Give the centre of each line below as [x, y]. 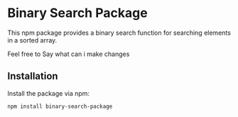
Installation [33, 76]
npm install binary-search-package [60, 106]
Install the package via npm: [49, 93]
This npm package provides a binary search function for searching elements [119, 33]
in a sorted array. [32, 40]
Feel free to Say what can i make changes [69, 54]
